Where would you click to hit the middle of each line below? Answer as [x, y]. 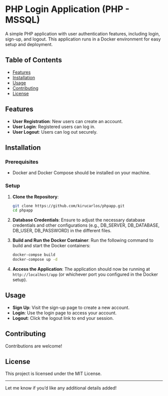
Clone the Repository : [35, 197]
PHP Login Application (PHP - [67, 9]
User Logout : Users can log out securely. [55, 132]
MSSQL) [22, 20]
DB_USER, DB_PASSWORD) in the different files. [62, 231]
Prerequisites [22, 162]
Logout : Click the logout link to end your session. [63, 318]
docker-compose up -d [35, 260]
